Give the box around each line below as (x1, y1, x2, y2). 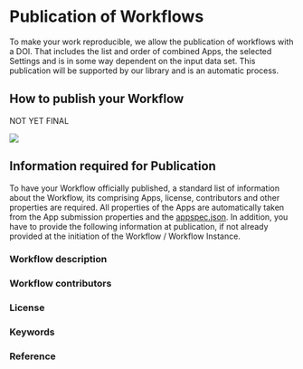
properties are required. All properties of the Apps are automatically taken (9, 202, 285, 213)
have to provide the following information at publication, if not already (9, 221, 269, 232)
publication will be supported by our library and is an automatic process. (9, 65, 279, 76)
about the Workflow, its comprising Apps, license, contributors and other (9, 192, 280, 203)
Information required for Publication (9, 158, 217, 174)
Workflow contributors (9, 278, 112, 290)
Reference (9, 350, 56, 363)
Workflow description (9, 253, 108, 266)
